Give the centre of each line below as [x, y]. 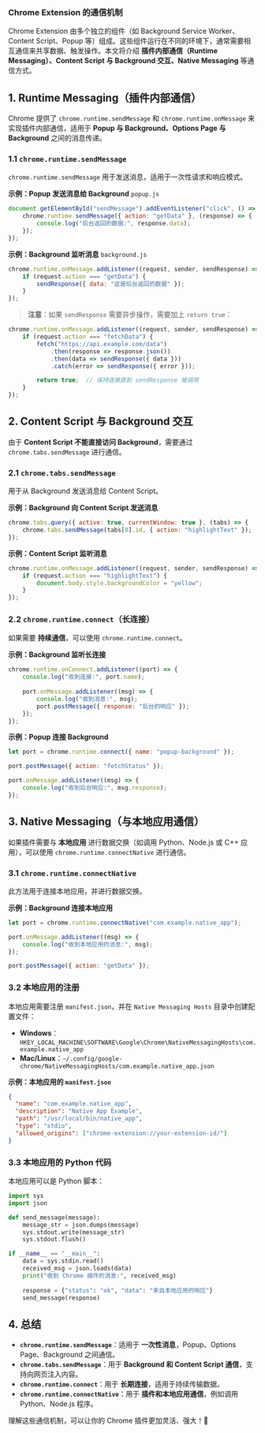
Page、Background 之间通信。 [69, 1355]
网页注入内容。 [58, 1375]
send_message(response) [62, 1298]
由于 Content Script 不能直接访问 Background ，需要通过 [101, 442]
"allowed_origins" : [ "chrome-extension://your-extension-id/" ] [121, 1133]
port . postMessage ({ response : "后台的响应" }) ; [113, 706]
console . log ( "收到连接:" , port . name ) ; [84, 677]
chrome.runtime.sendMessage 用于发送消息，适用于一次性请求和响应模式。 [128, 177]
